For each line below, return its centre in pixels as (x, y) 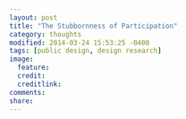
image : (21, 59)
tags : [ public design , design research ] (86, 51)
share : (21, 101)
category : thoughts (46, 34)
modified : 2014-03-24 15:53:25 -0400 (80, 42)
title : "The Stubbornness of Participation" (93, 26)
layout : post (34, 17)
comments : (28, 92)
